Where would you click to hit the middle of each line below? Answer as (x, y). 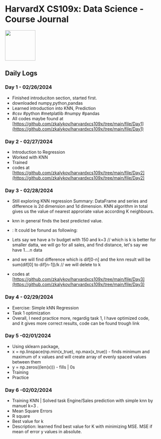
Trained (20, 162)
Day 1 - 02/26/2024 (29, 87)
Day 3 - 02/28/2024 (29, 190)
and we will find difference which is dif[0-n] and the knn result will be (81, 259)
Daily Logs (21, 73)
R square (21, 416)
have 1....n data (27, 250)
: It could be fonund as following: (45, 230)
